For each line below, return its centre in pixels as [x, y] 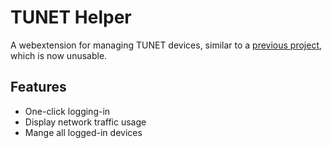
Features [38, 87]
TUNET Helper [71, 17]
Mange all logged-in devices [83, 132]
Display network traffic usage [85, 122]
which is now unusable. [59, 55]
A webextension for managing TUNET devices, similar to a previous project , [166, 45]
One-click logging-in [67, 111]
